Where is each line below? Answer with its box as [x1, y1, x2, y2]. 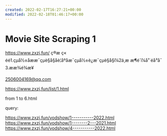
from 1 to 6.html [5, 95, 37, 102]
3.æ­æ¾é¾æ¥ [5, 65, 34, 71]
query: [5, 105, 19, 111]
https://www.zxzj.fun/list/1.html [5, 86, 69, 92]
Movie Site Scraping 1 [5, 33, 96, 45]
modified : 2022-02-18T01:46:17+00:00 [5, 12, 84, 17]
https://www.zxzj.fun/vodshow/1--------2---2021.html [5, 120, 116, 126]
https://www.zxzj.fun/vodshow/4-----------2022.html [5, 125, 116, 132]
